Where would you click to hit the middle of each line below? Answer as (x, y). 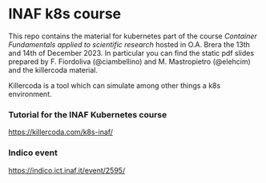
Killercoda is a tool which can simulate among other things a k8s (115, 86)
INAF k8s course (65, 14)
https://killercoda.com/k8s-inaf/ (61, 132)
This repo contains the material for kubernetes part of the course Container (133, 36)
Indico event (33, 153)
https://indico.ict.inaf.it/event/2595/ (67, 170)
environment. (30, 93)
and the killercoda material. (53, 70)
